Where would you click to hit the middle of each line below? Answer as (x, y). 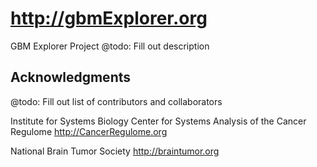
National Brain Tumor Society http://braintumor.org (115, 151)
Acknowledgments (71, 77)
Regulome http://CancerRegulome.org (89, 131)
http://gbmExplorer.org (109, 18)
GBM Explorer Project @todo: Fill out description (110, 46)
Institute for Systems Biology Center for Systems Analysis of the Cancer (158, 121)
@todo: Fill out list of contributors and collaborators (116, 101)
